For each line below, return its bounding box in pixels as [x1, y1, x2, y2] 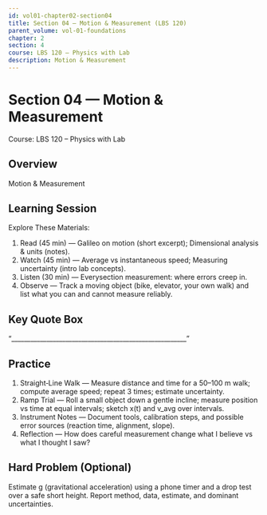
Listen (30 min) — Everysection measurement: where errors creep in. [19, 273, 248, 282]
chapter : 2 [8, 34, 45, 42]
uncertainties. [8, 499, 53, 509]
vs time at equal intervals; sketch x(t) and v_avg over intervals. [19, 404, 225, 413]
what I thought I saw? [19, 437, 91, 448]
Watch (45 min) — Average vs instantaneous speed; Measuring [19, 255, 229, 265]
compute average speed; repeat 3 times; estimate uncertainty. [19, 387, 225, 397]
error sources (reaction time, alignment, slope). [19, 421, 175, 430]
